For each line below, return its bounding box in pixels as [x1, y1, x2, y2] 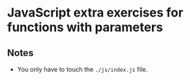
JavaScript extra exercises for [7, 5, 184, 21]
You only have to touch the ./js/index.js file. [17, 66, 148, 73]
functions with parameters [7, 19, 164, 35]
